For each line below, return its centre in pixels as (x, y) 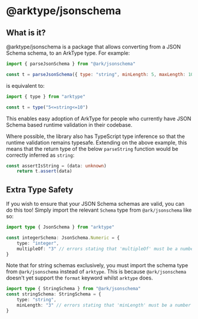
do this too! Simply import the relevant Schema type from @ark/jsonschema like (99, 210)
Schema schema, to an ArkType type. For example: (68, 53)
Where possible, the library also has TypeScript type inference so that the (95, 136)
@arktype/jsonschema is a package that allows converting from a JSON (93, 47)
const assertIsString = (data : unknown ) (57, 166)
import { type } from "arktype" (46, 96)
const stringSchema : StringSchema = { (54, 294)
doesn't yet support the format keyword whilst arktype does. (80, 278)
